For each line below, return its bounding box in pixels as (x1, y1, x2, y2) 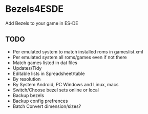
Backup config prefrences (12, 98, 68, 104)
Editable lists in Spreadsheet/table (12, 70, 85, 77)
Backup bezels (12, 92, 45, 98)
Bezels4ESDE (5, 3, 64, 15)
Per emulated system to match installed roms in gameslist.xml (12, 48, 143, 54)
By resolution (12, 75, 41, 82)
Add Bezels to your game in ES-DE (5, 20, 78, 26)
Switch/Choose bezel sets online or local (12, 87, 99, 93)
